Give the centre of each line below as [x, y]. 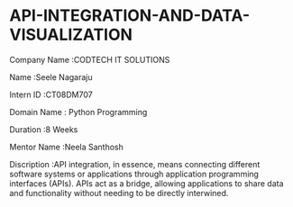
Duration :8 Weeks [44, 129]
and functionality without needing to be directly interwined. [119, 193]
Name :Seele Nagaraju [51, 76]
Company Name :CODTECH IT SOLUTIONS [90, 59]
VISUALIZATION [71, 35]
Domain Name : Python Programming [78, 112]
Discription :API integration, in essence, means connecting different [135, 164]
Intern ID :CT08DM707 [51, 94]
